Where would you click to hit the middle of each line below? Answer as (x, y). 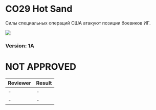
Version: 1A (20, 45)
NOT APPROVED (41, 67)
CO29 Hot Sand (39, 9)
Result (44, 83)
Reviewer (20, 83)
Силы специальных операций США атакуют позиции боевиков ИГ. (78, 23)
